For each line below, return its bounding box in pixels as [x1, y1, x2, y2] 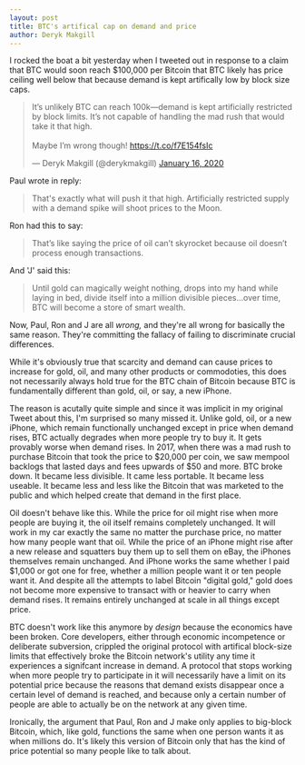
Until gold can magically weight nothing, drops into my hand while [31, 283, 279, 293]
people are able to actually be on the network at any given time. [9, 699, 248, 710]
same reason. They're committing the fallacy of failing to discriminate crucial [9, 329, 296, 341]
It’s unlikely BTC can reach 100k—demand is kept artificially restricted [31, 102, 293, 113]
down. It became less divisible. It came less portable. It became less [9, 471, 265, 482]
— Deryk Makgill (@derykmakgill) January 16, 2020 [31, 158, 224, 169]
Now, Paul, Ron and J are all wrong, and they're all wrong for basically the [9, 320, 286, 331]
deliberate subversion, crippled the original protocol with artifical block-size [9, 641, 292, 652]
